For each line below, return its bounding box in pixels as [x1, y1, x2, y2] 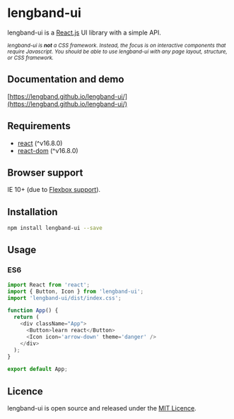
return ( [13, 314, 40, 321]
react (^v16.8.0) [17, 139, 63, 147]
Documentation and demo [7, 73, 124, 85]
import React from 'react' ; [7, 281, 90, 289]
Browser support [7, 166, 83, 178]
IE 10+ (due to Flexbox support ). [7, 186, 101, 194]
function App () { [7, 307, 59, 315]
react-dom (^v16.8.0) [17, 146, 79, 154]
